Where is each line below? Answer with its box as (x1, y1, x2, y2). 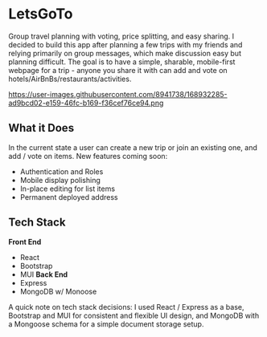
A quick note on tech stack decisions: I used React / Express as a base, (8, 302, 244, 311)
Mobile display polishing (19, 175, 101, 185)
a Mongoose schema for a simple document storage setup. (8, 319, 204, 329)
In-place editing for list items (19, 184, 115, 193)
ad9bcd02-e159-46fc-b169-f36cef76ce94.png (8, 98, 164, 108)
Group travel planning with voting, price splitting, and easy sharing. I (8, 31, 235, 41)
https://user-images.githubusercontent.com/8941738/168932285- (8, 89, 228, 99)
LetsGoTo (8, 5, 73, 23)
